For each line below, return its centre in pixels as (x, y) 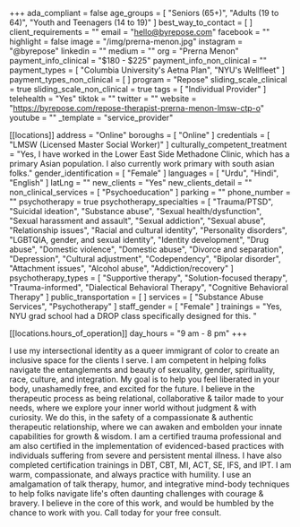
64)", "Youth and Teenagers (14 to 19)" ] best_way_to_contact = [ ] (131, 22)
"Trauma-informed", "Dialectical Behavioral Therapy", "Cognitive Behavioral (149, 287)
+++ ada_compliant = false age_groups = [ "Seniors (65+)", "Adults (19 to (144, 13)
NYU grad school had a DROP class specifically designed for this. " (133, 316)
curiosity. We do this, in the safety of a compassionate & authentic (131, 417)
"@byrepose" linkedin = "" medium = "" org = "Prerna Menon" (124, 51)
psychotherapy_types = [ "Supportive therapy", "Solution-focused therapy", (149, 278)
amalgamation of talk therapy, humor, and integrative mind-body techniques (150, 484)
